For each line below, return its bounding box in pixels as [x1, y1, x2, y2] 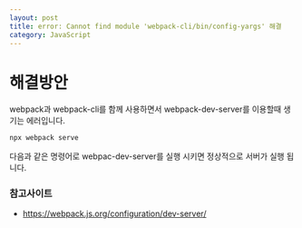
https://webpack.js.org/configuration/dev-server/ [22, 208, 207, 219]
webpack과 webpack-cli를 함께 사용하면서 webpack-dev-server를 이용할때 [9, 104, 282, 114]
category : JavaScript [9, 30, 92, 39]
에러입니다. [25, 115, 66, 126]
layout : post [9, 13, 59, 23]
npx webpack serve [9, 134, 79, 143]
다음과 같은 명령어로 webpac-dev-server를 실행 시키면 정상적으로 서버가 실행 [9, 151, 285, 162]
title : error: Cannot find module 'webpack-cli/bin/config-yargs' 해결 [9, 22, 283, 31]
